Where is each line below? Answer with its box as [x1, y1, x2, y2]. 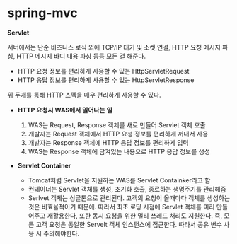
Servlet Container [17, 161, 71, 170]
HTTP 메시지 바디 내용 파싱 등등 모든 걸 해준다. [16, 52, 146, 60]
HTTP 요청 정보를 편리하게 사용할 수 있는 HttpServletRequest [17, 66, 190, 75]
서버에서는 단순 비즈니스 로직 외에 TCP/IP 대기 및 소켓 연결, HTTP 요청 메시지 [7, 42, 221, 51]
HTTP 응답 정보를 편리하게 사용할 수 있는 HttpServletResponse [17, 76, 195, 84]
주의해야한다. [43, 228, 80, 238]
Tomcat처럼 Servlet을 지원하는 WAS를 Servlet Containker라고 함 [28, 175, 211, 185]
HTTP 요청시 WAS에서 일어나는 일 [17, 105, 113, 114]
